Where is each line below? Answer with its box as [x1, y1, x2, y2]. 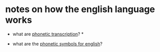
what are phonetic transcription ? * [12, 31, 84, 37]
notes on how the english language [5, 4, 155, 15]
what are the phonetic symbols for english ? [12, 40, 102, 46]
